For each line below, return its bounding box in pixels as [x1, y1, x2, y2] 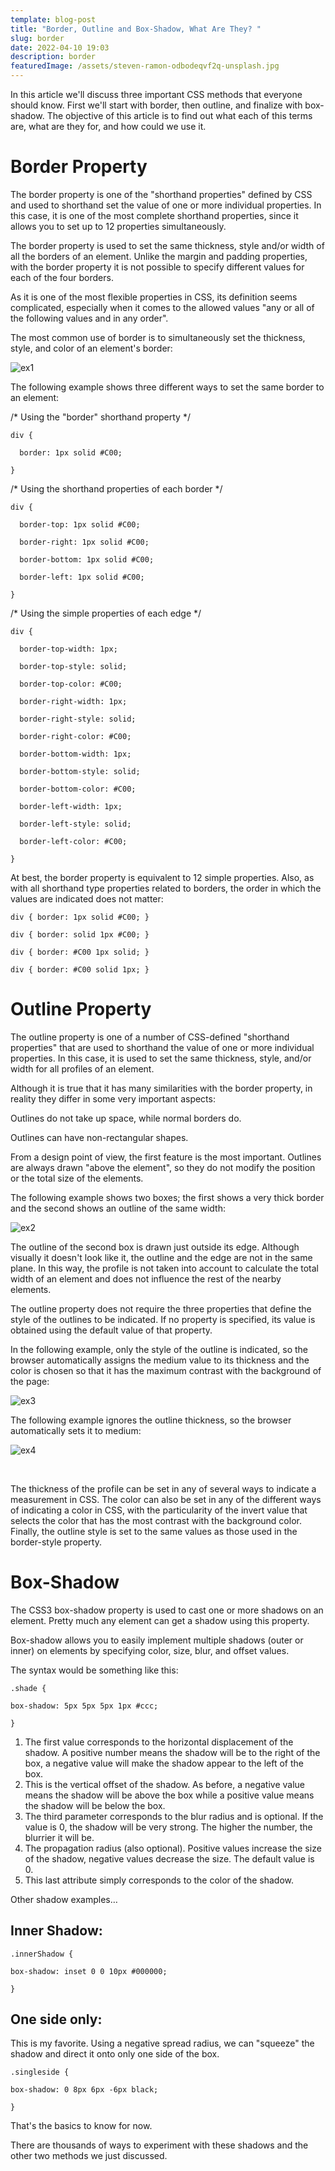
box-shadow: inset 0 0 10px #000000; [10, 1966, 168, 1976]
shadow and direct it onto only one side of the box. [10, 2048, 220, 2060]
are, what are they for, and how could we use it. [10, 121, 207, 132]
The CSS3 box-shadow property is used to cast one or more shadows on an [10, 1604, 324, 1616]
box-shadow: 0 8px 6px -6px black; [10, 2085, 159, 2095]
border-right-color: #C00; [19, 731, 132, 741]
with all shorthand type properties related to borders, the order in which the [10, 882, 322, 894]
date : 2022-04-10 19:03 [10, 42, 110, 53]
